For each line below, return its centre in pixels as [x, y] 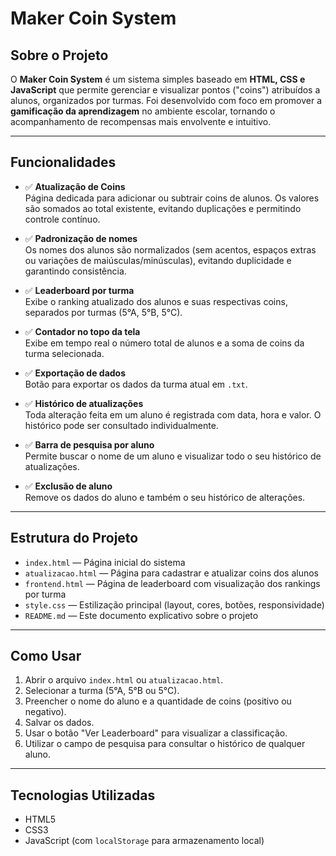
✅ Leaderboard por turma [79, 290]
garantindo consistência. [75, 271]
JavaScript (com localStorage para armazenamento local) [144, 841]
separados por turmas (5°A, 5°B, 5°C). [103, 312]
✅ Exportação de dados [75, 373]
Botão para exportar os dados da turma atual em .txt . [136, 384]
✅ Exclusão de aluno [68, 486]
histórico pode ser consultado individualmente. [121, 425]
